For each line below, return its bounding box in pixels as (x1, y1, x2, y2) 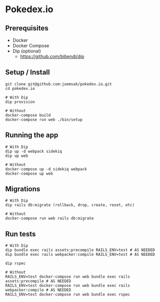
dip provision (5, 99, 35, 105)
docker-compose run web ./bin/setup (5, 117, 83, 122)
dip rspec (5, 261, 26, 266)
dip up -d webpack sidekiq (5, 149, 62, 154)
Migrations (5, 185, 41, 193)
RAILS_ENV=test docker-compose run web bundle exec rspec (5, 292, 130, 297)
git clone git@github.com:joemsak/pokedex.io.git (5, 81, 112, 87)
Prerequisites (5, 24, 49, 32)
